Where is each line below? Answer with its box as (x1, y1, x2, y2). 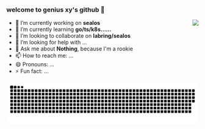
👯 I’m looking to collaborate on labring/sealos (15, 32, 131, 40)
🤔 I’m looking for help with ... (15, 39, 87, 46)
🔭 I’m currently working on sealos (15, 19, 101, 27)
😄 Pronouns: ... (15, 61, 55, 68)
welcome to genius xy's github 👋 (6, 5, 105, 14)
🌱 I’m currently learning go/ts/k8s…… (15, 26, 112, 33)
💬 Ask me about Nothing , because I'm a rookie (15, 45, 133, 52)
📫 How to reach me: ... (15, 52, 74, 60)
